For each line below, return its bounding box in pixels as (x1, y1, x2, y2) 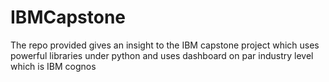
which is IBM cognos (10, 60, 97, 72)
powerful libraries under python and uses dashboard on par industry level (10, 49, 314, 61)
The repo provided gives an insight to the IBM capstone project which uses (10, 39, 320, 51)
